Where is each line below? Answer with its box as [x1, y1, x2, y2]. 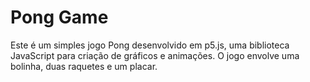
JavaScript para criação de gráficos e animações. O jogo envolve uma [10, 49, 300, 61]
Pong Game [10, 6, 109, 29]
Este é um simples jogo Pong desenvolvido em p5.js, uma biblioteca [10, 39, 290, 51]
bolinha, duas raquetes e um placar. [10, 60, 158, 72]
